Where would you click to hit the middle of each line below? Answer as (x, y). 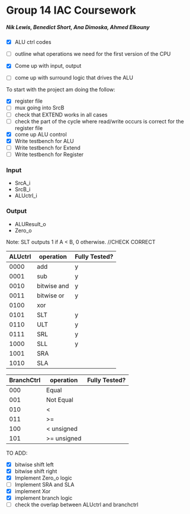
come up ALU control (41, 134)
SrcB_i (22, 189)
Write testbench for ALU (44, 141)
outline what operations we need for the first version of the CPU (93, 54)
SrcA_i (22, 183)
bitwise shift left (34, 464)
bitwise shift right (36, 471)
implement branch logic (44, 498)
